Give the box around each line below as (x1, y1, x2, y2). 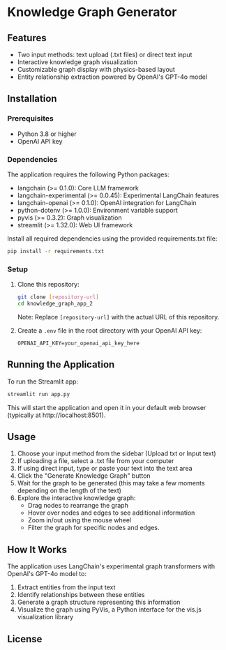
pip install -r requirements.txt (7, 248, 105, 255)
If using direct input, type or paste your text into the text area (17, 464, 193, 473)
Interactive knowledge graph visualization (17, 58, 137, 66)
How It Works (7, 543, 68, 555)
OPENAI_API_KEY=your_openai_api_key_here (17, 340, 140, 347)
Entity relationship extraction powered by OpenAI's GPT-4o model (17, 73, 208, 81)
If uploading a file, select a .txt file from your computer (17, 457, 174, 465)
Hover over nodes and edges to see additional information (27, 508, 195, 517)
